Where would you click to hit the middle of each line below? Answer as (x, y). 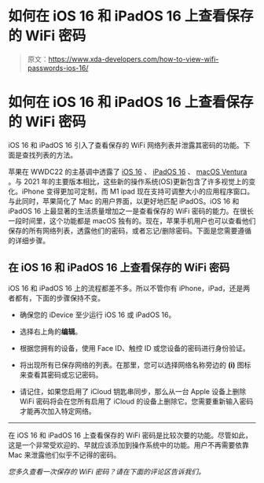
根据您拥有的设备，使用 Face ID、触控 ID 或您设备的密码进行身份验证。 (134, 348)
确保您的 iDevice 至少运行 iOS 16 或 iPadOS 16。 (97, 315)
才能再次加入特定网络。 (57, 411)
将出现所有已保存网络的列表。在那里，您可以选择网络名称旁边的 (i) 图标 (135, 365)
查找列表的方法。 (49, 155)
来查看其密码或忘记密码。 (61, 374)
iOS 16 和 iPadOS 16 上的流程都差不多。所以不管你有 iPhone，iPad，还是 (126, 288)
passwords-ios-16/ (58, 68)
